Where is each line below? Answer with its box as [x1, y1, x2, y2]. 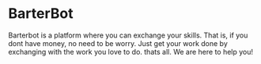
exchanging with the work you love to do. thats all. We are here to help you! [8, 47, 254, 56]
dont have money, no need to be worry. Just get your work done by [8, 38, 228, 48]
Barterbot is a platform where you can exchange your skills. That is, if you [8, 30, 248, 40]
